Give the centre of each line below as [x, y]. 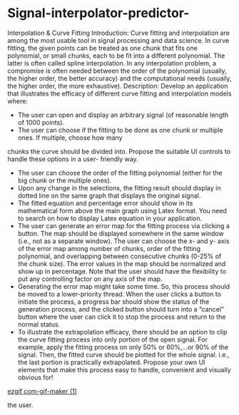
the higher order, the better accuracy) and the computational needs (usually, [119, 78]
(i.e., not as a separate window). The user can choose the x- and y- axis [123, 241]
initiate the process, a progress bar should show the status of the [113, 302]
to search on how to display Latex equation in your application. [110, 218]
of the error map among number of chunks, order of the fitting [109, 248]
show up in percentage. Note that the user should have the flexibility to [122, 271]
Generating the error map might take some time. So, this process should [124, 286]
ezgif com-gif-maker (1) [42, 391]
